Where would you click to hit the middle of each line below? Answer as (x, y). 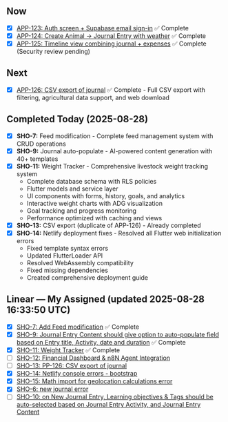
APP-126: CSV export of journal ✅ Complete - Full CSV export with (111, 90)
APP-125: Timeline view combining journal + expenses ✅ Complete (112, 44)
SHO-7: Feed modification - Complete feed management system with (115, 136)
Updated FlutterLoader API (65, 256)
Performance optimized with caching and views (94, 218)
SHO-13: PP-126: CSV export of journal (72, 366)
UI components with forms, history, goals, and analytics (106, 195)
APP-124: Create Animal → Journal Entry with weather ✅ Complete (111, 36)
